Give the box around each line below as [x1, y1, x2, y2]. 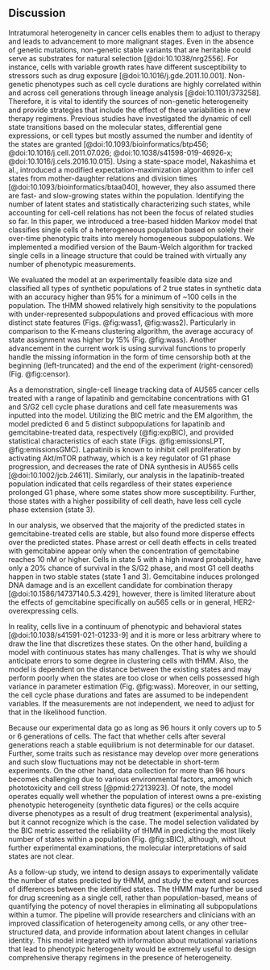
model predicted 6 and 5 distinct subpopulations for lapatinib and [8, 418, 226, 428]
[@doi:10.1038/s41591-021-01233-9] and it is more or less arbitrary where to [8, 630, 262, 639]
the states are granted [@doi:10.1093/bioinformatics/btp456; [8, 139, 209, 148]
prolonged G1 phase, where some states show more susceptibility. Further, [8, 487, 256, 497]
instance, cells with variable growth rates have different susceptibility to [8, 62, 247, 72]
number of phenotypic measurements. [8, 259, 136, 269]
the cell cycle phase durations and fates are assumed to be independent [8, 689, 248, 700]
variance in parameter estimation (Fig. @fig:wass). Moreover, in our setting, [8, 681, 260, 691]
